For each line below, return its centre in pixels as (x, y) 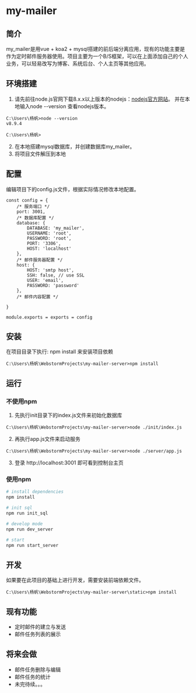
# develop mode (24, 524)
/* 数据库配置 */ (35, 218)
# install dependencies (35, 492)
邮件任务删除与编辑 (38, 669)
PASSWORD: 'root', (49, 238)
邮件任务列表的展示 (38, 634)
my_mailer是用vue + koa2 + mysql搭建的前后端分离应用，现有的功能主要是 (96, 49)
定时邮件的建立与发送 (40, 627)
